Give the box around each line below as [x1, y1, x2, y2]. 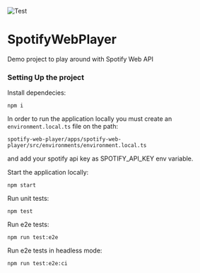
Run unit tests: [7, 194, 49, 203]
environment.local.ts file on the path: [7, 122, 119, 131]
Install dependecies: [7, 88, 66, 97]
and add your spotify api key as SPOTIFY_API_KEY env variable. [7, 154, 194, 163]
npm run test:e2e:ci [7, 260, 69, 267]
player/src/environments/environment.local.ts [7, 142, 147, 149]
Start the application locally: [7, 168, 89, 177]
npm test [7, 208, 33, 215]
